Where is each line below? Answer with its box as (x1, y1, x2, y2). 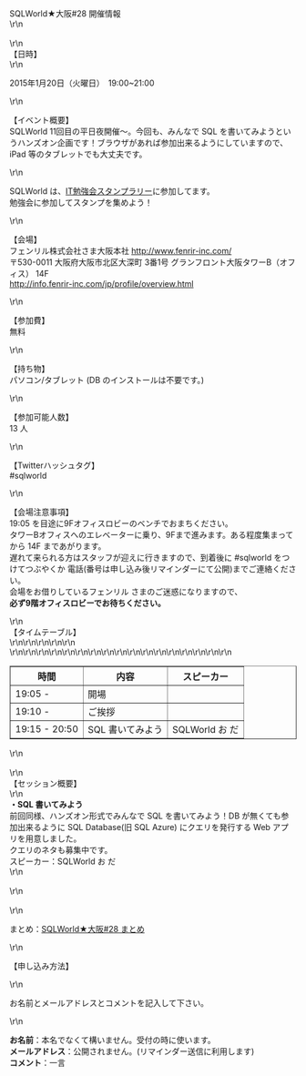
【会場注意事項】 (9, 507, 74, 517)
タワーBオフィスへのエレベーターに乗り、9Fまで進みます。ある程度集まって (9, 530, 294, 540)
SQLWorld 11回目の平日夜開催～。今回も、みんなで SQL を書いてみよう (9, 126, 276, 137)
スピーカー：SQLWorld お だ (9, 856, 117, 867)
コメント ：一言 (9, 1058, 66, 1068)
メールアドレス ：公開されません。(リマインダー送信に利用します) (9, 1046, 255, 1057)
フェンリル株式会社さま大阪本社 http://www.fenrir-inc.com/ (9, 246, 232, 256)
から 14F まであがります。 (9, 541, 107, 552)
